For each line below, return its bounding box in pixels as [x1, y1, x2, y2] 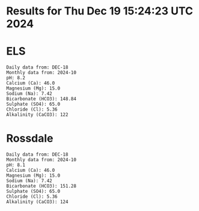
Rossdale [6, 132, 54, 145]
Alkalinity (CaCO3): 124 [6, 199, 69, 205]
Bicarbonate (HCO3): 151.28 [6, 183, 77, 189]
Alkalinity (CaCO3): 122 [6, 112, 69, 118]
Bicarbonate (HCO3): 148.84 [6, 96, 77, 102]
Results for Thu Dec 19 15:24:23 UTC [6, 4, 194, 18]
